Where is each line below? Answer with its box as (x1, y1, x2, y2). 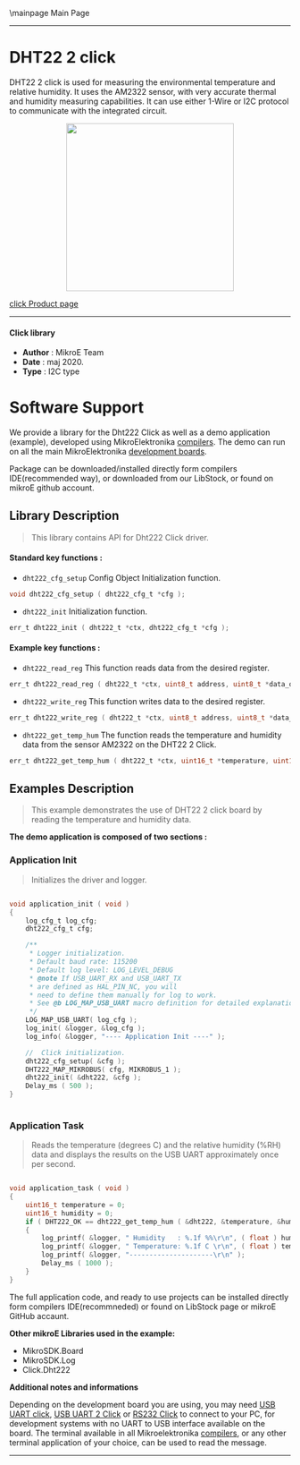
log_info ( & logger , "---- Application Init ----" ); (25, 1032, 226, 1041)
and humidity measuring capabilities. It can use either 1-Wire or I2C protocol (9, 96, 289, 106)
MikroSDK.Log (21, 1355, 76, 1366)
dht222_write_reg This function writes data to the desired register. (21, 695, 266, 706)
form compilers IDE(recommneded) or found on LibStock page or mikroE (9, 1301, 277, 1312)
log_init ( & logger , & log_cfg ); (25, 1024, 146, 1033)
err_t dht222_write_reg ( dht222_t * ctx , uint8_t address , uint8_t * (9, 713, 274, 722)
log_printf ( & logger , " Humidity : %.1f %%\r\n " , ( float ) (41, 1234, 278, 1243)
